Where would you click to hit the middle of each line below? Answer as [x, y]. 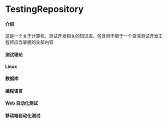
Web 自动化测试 [22, 103]
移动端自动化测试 [23, 115]
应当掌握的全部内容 [33, 42]
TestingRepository [44, 9]
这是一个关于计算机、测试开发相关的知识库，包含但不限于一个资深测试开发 [82, 36]
